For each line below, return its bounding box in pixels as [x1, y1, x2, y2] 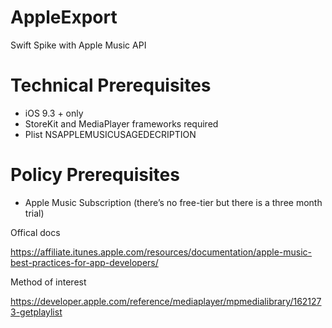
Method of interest [10, 276, 87, 288]
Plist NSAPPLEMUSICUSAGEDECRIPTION [24, 128, 197, 140]
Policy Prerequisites [10, 164, 180, 186]
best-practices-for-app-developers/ [10, 256, 159, 268]
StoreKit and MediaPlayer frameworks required [24, 117, 219, 130]
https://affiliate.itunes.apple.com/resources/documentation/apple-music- [10, 246, 313, 258]
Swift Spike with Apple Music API [10, 39, 147, 51]
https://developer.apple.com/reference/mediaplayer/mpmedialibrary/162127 [10, 295, 322, 307]
